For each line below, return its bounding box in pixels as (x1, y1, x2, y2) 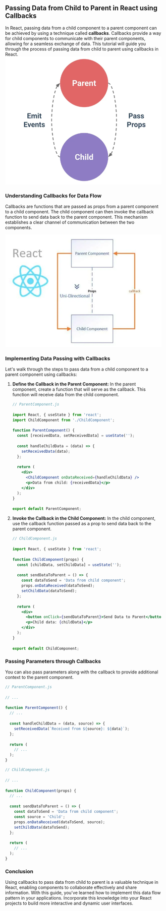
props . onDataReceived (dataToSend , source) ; (14, 819, 106, 825)
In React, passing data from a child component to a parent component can (5, 25, 157, 31)
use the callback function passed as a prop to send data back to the (12, 521, 152, 527)
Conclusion (5, 868, 34, 875)
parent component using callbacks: (5, 371, 77, 377)
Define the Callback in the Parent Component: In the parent (12, 381, 136, 387)
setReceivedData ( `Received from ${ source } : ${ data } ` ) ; (14, 726, 130, 731)
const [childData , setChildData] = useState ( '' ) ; (17, 562, 121, 567)
